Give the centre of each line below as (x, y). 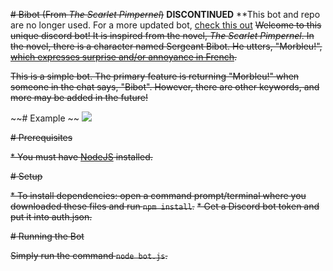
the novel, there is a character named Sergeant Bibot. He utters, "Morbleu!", (166, 46)
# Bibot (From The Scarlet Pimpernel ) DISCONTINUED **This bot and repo (165, 14)
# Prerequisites (41, 137)
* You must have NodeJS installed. (81, 157)
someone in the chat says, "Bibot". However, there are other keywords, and (165, 87)
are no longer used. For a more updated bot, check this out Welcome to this (166, 25)
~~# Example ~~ (45, 118)
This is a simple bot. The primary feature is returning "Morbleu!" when (155, 76)
